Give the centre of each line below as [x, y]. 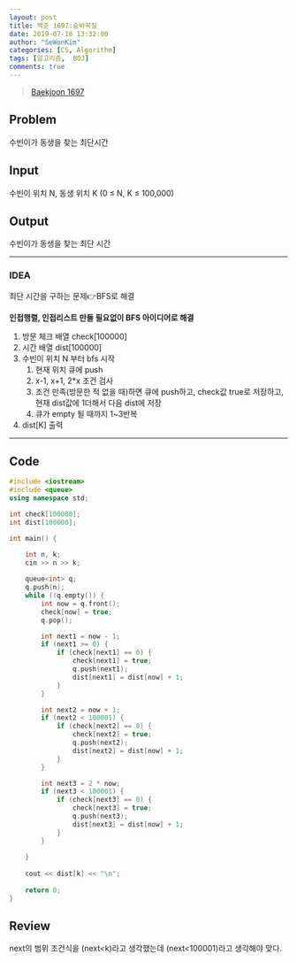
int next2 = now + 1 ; [81, 710]
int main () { [33, 538]
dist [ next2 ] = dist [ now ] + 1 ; [128, 750]
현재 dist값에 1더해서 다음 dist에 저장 [98, 403]
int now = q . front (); [81, 604]
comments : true [37, 67]
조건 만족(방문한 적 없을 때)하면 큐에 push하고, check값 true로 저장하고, [160, 391]
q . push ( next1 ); [100, 669]
